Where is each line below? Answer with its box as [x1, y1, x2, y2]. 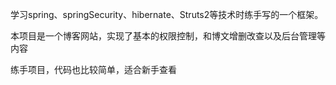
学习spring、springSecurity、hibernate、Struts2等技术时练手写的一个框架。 [10, 9, 324, 20]
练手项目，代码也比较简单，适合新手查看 [10, 64, 177, 75]
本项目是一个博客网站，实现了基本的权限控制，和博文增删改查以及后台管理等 [10, 30, 326, 42]
